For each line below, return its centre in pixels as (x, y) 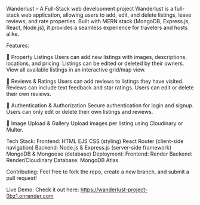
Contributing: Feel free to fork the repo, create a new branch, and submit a (98, 172)
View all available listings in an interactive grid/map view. (76, 70)
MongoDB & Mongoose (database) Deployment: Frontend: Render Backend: (99, 154)
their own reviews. (29, 94)
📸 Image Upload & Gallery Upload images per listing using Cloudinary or (95, 123)
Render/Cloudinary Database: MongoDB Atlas (62, 160)
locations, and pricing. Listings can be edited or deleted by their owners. (95, 63)
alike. (13, 34)
